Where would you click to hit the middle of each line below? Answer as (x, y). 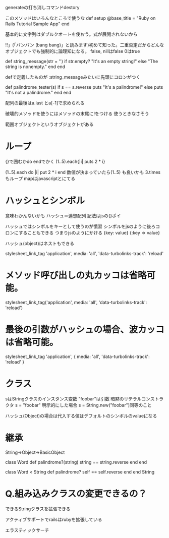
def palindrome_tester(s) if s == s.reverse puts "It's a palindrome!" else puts (84, 87)
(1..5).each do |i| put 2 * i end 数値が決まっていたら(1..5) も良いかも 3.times (83, 172)
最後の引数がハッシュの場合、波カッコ (85, 330)
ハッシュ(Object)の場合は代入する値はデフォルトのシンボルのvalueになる (81, 415)
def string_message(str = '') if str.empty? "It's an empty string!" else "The (82, 61)
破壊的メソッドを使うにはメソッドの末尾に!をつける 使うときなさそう (77, 113)
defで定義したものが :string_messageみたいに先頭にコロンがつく (73, 77)
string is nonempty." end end (35, 67)
